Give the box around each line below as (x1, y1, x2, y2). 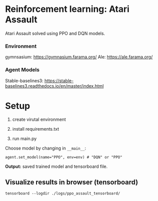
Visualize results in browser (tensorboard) (5, 178, 138, 186)
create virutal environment (12, 116, 66, 122)
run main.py (12, 136, 37, 142)
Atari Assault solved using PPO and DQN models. (5, 30, 105, 36)
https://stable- (44, 78, 74, 84)
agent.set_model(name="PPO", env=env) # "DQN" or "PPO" (5, 155, 122, 160)
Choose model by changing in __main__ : (5, 145, 86, 151)
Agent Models (5, 66, 39, 73)
